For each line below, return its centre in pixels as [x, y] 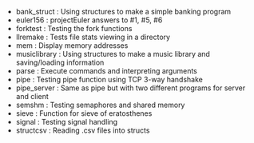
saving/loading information [60, 62]
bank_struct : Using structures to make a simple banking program [123, 12]
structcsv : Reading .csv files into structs [83, 130]
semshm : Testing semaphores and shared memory [100, 105]
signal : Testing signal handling [67, 122]
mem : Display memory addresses [72, 46]
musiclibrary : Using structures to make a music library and [113, 54]
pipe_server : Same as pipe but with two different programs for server [131, 88]
